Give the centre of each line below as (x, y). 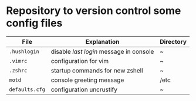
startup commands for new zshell (97, 70)
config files (34, 23)
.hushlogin (24, 51)
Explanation (102, 41)
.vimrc (18, 61)
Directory (173, 41)
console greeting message (87, 80)
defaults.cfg (27, 89)
